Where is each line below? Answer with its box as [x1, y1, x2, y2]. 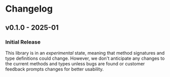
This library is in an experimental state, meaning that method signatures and [5, 50, 165, 56]
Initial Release [5, 38, 41, 46]
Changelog [5, 3, 53, 15]
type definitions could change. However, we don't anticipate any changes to [5, 55, 165, 61]
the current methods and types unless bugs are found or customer [5, 60, 145, 66]
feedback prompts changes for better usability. [5, 66, 104, 72]
